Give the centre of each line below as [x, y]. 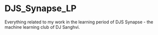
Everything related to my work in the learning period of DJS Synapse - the [79, 22]
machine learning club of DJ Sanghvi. [42, 27]
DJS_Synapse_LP [40, 9]
